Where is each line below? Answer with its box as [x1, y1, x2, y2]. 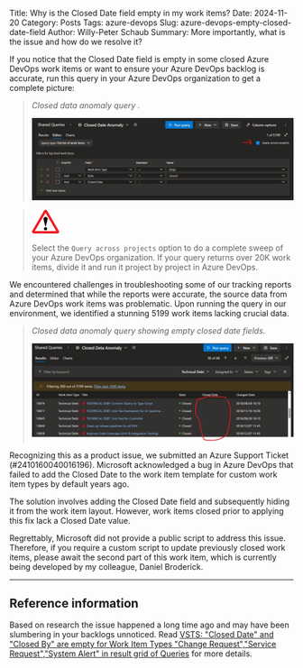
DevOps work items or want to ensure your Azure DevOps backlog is [9, 63, 265, 74]
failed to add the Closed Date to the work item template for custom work [9, 469, 278, 480]
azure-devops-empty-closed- [179, 17, 291, 28]
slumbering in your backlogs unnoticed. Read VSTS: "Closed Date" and [9, 629, 274, 640]
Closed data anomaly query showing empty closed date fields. [31, 325, 266, 336]
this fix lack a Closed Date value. [9, 515, 131, 526]
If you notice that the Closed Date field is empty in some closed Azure [9, 54, 270, 64]
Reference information [9, 596, 139, 611]
